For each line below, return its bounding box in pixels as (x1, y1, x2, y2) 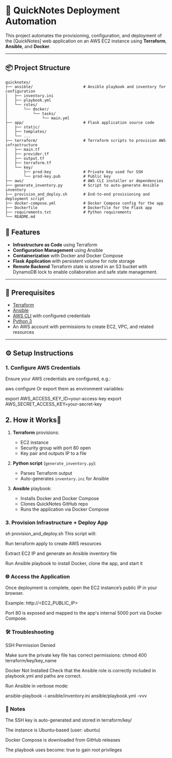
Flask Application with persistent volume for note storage (12, 258, 135, 264)
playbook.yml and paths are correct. (5, 673, 82, 679)
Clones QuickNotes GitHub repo (20, 501, 89, 507)
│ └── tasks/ (5, 111, 56, 116)
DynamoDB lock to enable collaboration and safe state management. (12, 269, 158, 275)
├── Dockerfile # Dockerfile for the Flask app (5, 205, 153, 210)
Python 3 (12, 318, 32, 324)
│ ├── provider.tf (5, 151, 50, 157)
